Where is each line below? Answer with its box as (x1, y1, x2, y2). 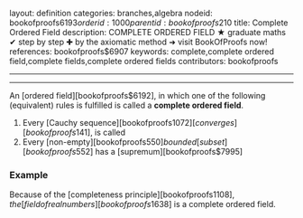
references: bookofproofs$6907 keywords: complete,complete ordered (9, 46, 275, 57)
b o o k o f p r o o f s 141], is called (25, 127, 126, 137)
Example (9, 168, 49, 181)
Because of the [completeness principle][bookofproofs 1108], (9, 189, 235, 200)
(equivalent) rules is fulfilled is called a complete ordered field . (9, 100, 244, 110)
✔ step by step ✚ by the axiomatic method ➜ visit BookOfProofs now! (9, 36, 268, 47)
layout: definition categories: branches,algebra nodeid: (9, 8, 214, 18)
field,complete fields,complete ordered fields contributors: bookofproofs (9, 56, 279, 66)
